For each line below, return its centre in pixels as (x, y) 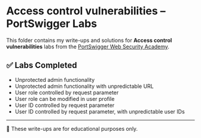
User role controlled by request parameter (67, 92)
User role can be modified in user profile (65, 99)
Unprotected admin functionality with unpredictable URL (84, 86)
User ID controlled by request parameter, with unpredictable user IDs (100, 111)
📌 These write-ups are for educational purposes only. (72, 128)
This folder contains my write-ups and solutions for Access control (89, 40)
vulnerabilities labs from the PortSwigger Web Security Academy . (88, 47)
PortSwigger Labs (52, 24)
